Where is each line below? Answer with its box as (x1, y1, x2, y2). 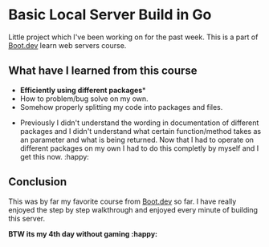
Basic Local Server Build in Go (8, 6, 212, 24)
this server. (8, 213, 46, 223)
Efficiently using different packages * (19, 85, 146, 95)
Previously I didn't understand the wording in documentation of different (19, 118, 259, 128)
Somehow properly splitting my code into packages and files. (19, 102, 223, 111)
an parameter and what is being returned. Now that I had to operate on (19, 135, 255, 144)
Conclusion (8, 175, 67, 189)
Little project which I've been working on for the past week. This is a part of (8, 32, 259, 42)
